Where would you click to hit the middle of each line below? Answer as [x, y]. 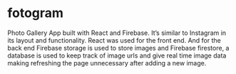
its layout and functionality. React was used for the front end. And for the [114, 40]
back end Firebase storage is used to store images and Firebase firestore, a [118, 48]
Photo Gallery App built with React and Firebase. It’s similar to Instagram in [117, 33]
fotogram [36, 13]
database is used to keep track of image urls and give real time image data [117, 55]
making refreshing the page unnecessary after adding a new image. [107, 63]
